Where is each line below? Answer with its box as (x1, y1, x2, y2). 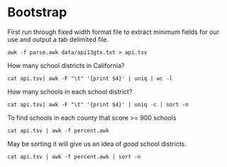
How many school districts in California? (7, 61, 126, 69)
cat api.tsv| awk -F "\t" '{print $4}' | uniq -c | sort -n (7, 100, 189, 108)
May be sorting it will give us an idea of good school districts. (7, 139, 187, 148)
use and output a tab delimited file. (7, 35, 109, 43)
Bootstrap (7, 4, 67, 21)
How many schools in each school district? (7, 87, 133, 96)
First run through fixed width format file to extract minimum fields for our (7, 28, 220, 36)
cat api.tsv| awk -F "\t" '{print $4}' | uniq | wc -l (7, 75, 173, 82)
